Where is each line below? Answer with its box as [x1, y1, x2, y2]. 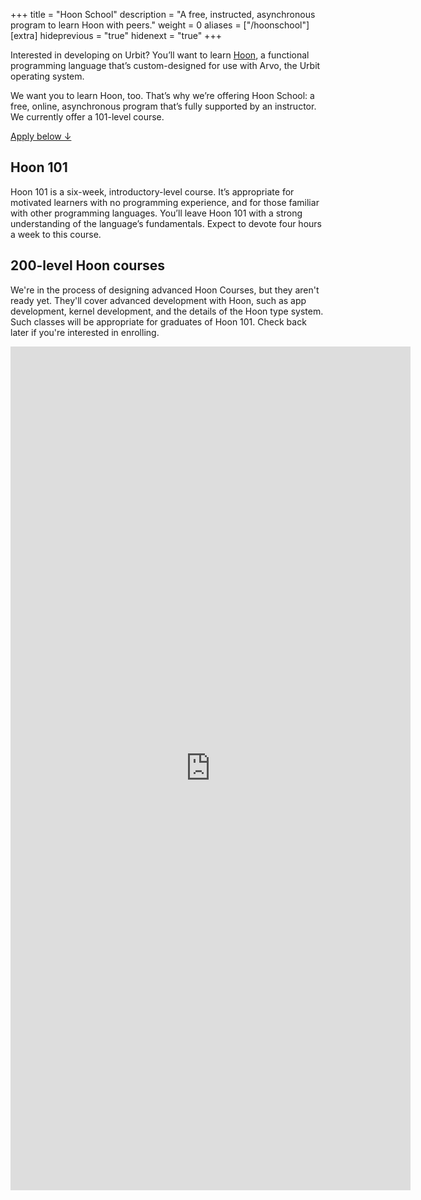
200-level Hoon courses [10, 257, 165, 274]
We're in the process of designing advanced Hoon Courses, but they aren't [10, 284, 320, 296]
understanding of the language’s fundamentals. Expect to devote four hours [10, 217, 322, 229]
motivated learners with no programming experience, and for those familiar [10, 196, 320, 208]
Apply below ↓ [10, 130, 72, 142]
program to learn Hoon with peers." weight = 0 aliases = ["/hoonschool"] [10, 19, 310, 31]
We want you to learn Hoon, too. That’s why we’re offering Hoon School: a [10, 90, 315, 101]
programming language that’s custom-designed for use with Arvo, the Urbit [10, 60, 321, 71]
